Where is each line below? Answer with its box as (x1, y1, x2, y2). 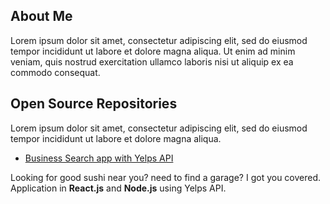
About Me (10, 8, 73, 25)
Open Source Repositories (10, 95, 178, 113)
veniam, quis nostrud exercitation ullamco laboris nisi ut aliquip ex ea (10, 55, 294, 68)
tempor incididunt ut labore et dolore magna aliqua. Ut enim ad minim (10, 45, 296, 57)
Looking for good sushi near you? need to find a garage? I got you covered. (10, 171, 322, 183)
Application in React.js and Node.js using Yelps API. (10, 182, 227, 194)
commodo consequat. (10, 66, 101, 78)
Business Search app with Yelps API (24, 152, 174, 164)
